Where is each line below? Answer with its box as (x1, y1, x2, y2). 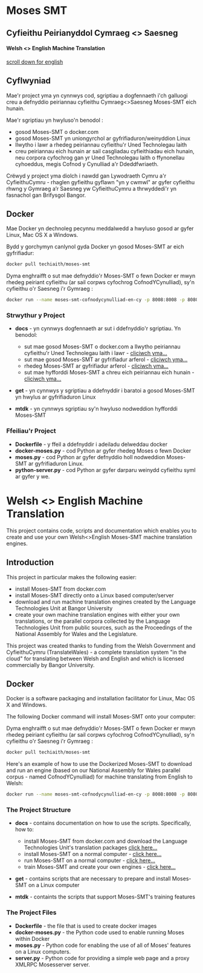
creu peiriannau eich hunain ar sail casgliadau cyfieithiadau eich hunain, (14, 147, 195, 154)
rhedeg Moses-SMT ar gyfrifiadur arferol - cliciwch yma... (24, 362, 169, 370)
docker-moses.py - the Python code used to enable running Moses (14, 928, 184, 936)
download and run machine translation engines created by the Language (14, 598, 196, 605)
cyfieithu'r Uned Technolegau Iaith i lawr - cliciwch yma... (24, 350, 167, 357)
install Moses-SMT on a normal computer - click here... (24, 851, 162, 858)
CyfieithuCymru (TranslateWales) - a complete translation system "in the (6, 648, 187, 656)
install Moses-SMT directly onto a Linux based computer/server (14, 591, 174, 599)
